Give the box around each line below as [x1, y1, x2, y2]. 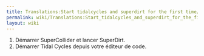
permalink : [6, 14, 34, 20]
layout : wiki [6, 20, 39, 26]
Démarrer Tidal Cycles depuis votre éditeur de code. [15, 43, 147, 50]
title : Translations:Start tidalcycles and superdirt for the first [6, 8, 183, 15]
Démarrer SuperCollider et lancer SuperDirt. [15, 37, 126, 44]
